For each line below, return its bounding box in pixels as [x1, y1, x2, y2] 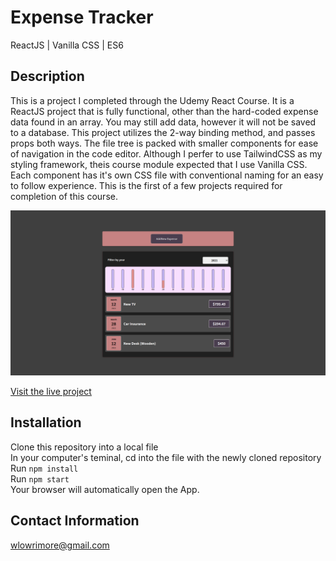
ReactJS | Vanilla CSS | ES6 [10, 39, 124, 51]
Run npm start [10, 472, 70, 485]
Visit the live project [10, 386, 92, 398]
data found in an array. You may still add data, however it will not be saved [10, 116, 317, 128]
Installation [10, 414, 82, 431]
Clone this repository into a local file [10, 441, 159, 453]
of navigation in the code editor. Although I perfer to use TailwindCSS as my [10, 147, 323, 160]
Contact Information [10, 512, 140, 530]
